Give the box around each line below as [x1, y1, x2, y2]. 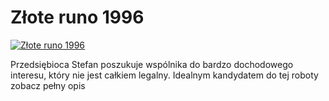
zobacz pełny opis [10, 79, 86, 91]
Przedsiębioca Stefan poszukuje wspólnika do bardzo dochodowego [10, 58, 294, 70]
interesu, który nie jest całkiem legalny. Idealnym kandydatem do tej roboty [10, 69, 319, 81]
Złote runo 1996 [10, 6, 145, 29]
